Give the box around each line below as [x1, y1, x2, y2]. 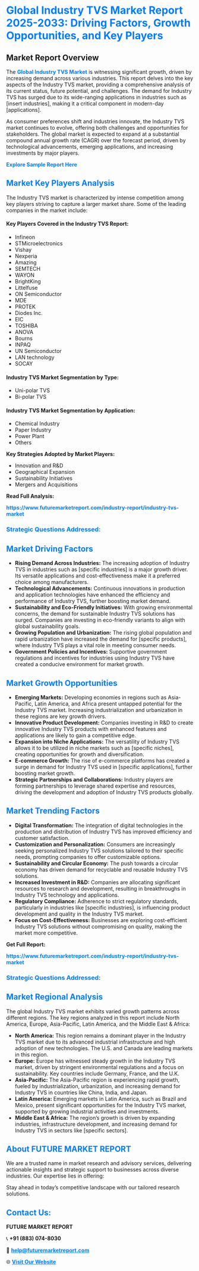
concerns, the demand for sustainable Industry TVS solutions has [14, 610, 175, 617]
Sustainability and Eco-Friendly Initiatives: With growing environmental [14, 604, 193, 611]
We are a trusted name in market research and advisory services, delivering [6, 1160, 192, 1167]
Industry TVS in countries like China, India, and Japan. [14, 1089, 148, 1096]
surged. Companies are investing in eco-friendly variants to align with [14, 617, 185, 624]
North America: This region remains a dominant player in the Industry [14, 1032, 186, 1039]
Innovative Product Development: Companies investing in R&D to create [14, 719, 194, 726]
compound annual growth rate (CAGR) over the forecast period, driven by [6, 137, 186, 143]
